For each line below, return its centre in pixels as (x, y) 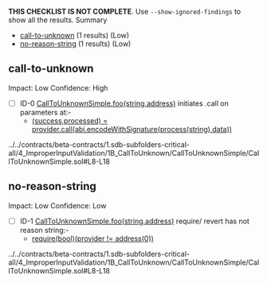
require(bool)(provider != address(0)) (92, 238)
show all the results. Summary (58, 20)
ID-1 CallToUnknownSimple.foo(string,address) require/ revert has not (134, 221)
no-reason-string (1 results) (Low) (75, 44)
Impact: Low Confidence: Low (57, 205)
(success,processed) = (70, 120)
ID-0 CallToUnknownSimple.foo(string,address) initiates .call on (124, 103)
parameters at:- (45, 112)
